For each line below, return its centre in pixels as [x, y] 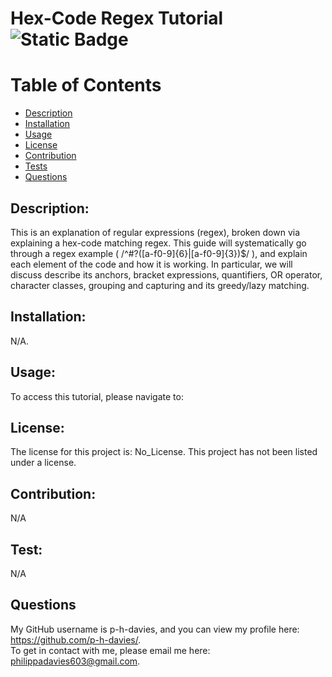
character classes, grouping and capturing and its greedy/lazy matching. [160, 285]
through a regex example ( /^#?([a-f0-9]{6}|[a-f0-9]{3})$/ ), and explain [159, 253]
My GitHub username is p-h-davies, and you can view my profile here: [155, 629]
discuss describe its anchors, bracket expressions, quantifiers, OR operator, [166, 274]
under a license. [43, 463]
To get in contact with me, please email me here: [110, 650]
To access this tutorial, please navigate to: [97, 396]
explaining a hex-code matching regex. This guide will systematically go [158, 243]
